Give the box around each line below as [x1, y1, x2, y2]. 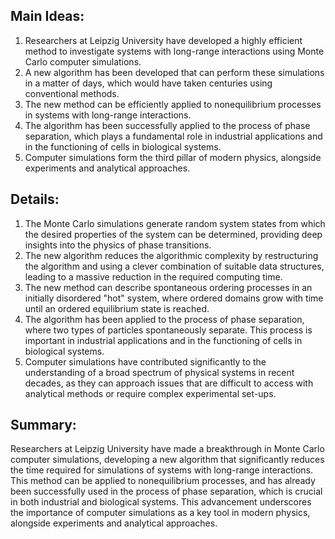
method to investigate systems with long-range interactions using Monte [24, 45, 325, 57]
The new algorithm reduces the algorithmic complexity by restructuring [24, 249, 319, 261]
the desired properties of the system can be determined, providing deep [24, 228, 323, 240]
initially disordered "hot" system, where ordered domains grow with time [24, 292, 324, 304]
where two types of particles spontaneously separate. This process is [24, 324, 313, 336]
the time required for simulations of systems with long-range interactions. [10, 464, 313, 476]
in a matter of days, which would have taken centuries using [24, 77, 273, 89]
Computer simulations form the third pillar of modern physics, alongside [24, 151, 322, 163]
